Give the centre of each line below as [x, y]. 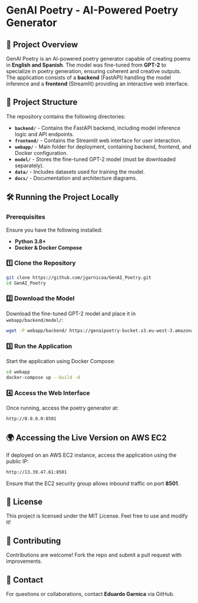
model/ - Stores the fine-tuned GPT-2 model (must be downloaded [95, 159]
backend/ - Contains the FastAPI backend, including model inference [98, 128]
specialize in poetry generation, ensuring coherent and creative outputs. [94, 71]
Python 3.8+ [30, 241]
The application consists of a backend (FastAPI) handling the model [89, 78]
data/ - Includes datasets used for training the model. [80, 172]
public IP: [17, 461]
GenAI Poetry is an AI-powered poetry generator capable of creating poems [98, 59]
